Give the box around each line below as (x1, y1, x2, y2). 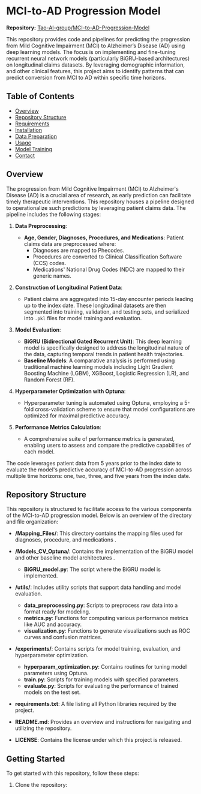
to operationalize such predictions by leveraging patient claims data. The (6, 204, 186, 211)
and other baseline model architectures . (14, 554, 115, 561)
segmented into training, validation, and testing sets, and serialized (23, 308, 190, 315)
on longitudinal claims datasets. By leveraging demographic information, (6, 61, 185, 68)
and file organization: (6, 518, 59, 525)
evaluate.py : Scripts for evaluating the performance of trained (23, 682, 178, 690)
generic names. (32, 272, 72, 279)
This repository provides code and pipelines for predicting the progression (6, 35, 190, 43)
